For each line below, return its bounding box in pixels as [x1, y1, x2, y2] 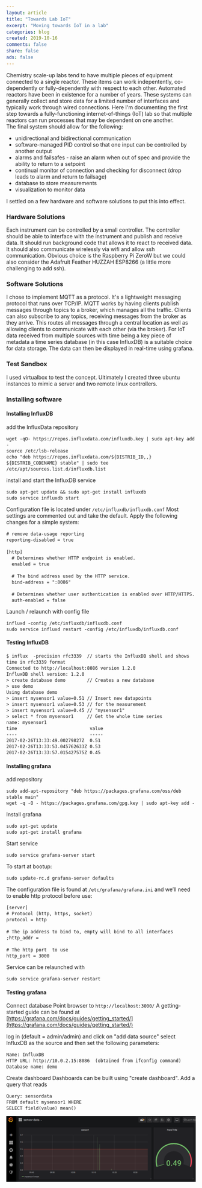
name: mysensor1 [6, 719, 47, 725]
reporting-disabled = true [6, 537, 74, 543]
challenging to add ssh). [6, 265, 66, 272]
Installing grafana [6, 762, 51, 769]
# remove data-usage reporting [6, 531, 85, 537]
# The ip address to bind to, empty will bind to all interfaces [6, 929, 173, 935]
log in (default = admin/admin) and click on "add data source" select [6, 1033, 176, 1040]
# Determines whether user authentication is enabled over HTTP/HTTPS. [11, 591, 195, 597]
